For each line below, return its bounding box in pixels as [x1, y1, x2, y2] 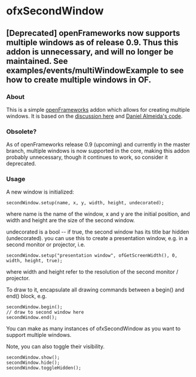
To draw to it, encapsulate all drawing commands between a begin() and [6, 286, 185, 293]
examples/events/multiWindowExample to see [6, 65, 184, 75]
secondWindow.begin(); [6, 304, 63, 310]
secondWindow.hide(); [6, 360, 60, 366]
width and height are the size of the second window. [6, 217, 136, 224]
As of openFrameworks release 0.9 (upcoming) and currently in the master [6, 141, 191, 148]
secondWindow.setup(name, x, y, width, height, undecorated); [6, 200, 164, 206]
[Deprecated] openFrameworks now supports [6, 28, 180, 38]
